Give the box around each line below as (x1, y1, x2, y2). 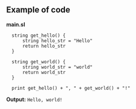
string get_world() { (11, 58, 66, 65)
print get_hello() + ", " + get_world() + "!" (11, 85, 131, 91)
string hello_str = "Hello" (22, 37, 93, 44)
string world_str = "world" (22, 64, 93, 70)
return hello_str (22, 43, 66, 49)
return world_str (22, 69, 66, 75)
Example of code (6, 5, 70, 15)
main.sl (6, 20, 25, 28)
